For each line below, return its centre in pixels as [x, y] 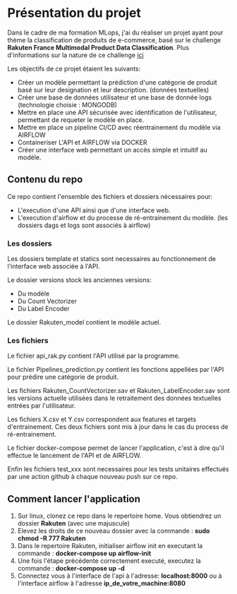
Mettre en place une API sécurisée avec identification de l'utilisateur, [117, 112]
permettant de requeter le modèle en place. [81, 120]
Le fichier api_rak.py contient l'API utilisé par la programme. [94, 356]
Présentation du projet [74, 13]
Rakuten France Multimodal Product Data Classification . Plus [98, 47]
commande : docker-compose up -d [71, 569]
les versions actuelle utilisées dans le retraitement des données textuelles [114, 398]
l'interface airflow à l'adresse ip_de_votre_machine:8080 [101, 583]
